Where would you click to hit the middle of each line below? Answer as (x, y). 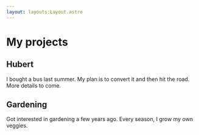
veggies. (17, 126)
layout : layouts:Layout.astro (45, 12)
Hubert (20, 64)
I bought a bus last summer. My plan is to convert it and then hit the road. (98, 79)
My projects (37, 42)
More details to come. (34, 85)
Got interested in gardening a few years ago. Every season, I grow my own (100, 119)
